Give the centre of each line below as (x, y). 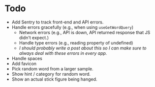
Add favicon (24, 64)
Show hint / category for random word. (51, 74)
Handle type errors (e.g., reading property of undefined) (76, 43)
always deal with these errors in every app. (63, 53)
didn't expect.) (34, 38)
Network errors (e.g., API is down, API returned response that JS (85, 32)
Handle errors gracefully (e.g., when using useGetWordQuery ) (73, 27)
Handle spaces (27, 58)
